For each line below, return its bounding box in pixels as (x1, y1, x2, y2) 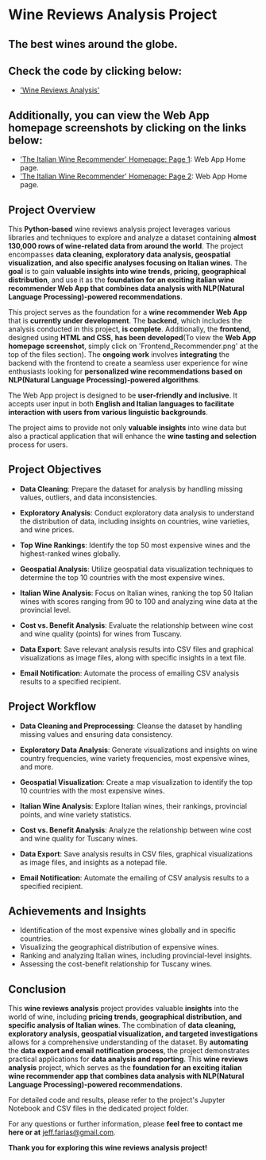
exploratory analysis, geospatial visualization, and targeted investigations (8, 1029, 258, 1039)
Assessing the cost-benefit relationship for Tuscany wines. (19, 959, 213, 969)
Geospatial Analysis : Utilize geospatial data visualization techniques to (19, 564, 253, 574)
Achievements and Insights (8, 904, 147, 918)
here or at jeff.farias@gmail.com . (8, 1127, 117, 1137)
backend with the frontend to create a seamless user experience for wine (8, 359, 249, 368)
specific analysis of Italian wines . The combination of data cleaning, (8, 1021, 237, 1030)
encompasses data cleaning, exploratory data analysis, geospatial (8, 249, 231, 260)
